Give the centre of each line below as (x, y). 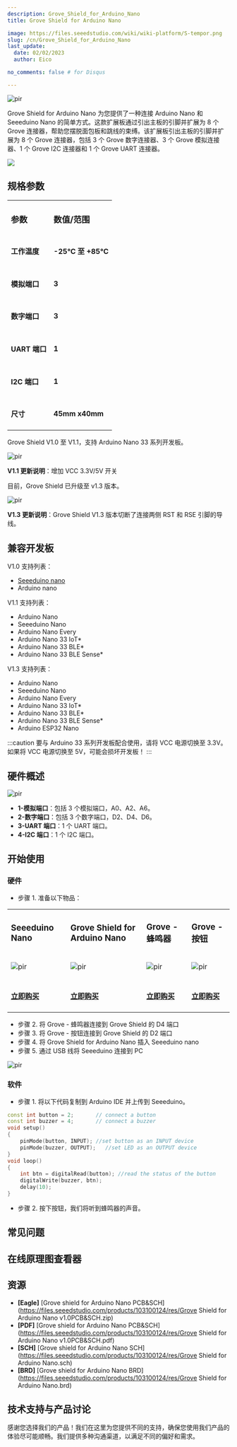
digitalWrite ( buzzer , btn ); (61, 1181)
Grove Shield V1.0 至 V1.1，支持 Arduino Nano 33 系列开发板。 (97, 442)
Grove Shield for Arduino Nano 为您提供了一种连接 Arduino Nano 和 (105, 113)
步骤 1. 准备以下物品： (49, 897)
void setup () (26, 1128)
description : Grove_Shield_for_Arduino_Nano (74, 14)
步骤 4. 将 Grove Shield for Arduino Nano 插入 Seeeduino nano (108, 1042)
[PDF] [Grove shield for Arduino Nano (72, 1325)
